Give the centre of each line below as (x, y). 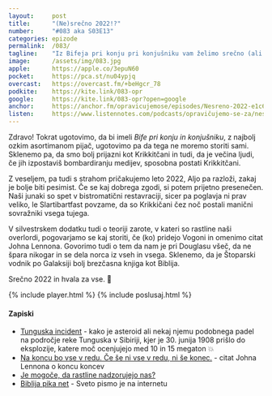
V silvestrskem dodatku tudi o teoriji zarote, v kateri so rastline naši (120, 229)
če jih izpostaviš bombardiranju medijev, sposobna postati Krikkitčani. (125, 163)
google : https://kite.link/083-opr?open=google (97, 99)
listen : (21, 114)
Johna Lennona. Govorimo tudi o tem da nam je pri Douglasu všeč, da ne (130, 246)
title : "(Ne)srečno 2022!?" (65, 24)
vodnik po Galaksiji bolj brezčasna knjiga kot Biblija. (94, 263)
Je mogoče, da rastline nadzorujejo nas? (88, 375)
